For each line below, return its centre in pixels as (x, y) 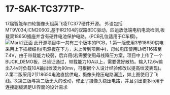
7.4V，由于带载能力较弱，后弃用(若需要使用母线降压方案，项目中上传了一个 (84, 55)
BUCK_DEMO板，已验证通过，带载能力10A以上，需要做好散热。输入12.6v (82, 61)
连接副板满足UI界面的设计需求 (37, 87)
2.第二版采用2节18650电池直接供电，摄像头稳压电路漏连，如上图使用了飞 (82, 74)
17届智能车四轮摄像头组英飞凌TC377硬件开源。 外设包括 (64, 23)
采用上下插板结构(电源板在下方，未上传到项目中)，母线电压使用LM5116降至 (84, 49)
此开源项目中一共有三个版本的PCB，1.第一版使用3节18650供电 (99, 42)
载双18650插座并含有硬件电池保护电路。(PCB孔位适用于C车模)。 (73, 36)
